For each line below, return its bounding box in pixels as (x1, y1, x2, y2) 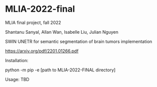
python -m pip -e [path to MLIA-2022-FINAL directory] (5, 67, 116, 73)
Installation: (5, 57, 28, 63)
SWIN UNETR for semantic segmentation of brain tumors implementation (5, 38, 153, 44)
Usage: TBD (5, 76, 29, 82)
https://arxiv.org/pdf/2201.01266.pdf (5, 48, 78, 54)
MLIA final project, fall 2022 (5, 20, 61, 25)
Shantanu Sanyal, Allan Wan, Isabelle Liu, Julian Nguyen (5, 29, 119, 35)
